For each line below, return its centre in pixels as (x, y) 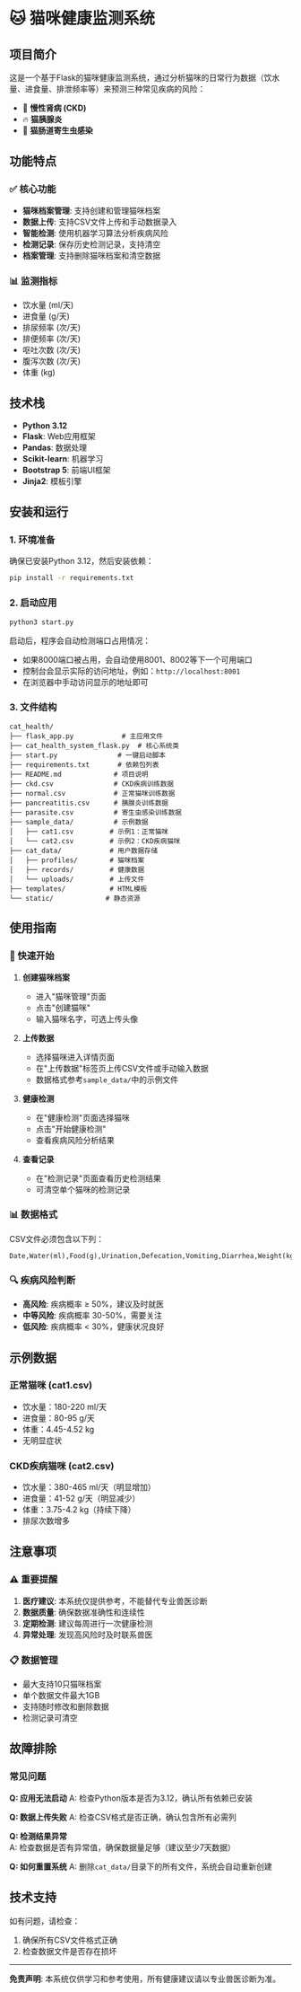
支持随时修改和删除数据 (65, 1706)
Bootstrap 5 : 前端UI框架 (66, 470)
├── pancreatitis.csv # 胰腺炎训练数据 (89, 803)
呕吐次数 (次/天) (51, 349)
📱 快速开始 (32, 956)
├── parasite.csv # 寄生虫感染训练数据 (95, 812)
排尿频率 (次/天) (51, 327)
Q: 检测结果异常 (38, 1836)
